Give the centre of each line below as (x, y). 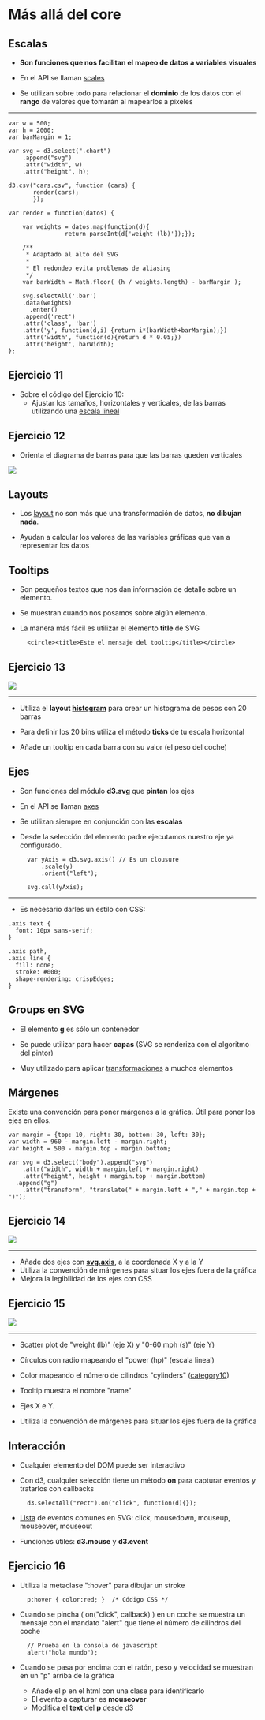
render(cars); (56, 193)
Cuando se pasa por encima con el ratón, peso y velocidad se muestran (136, 1667)
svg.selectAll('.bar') (60, 296)
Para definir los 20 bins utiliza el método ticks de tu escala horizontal (132, 732)
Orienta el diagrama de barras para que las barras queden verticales (131, 454)
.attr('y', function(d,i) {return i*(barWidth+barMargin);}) (125, 331)
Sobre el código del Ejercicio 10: (72, 394)
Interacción (37, 1446)
